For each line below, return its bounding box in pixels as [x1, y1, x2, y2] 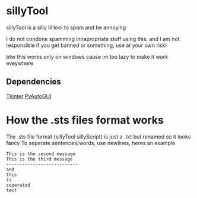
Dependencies [6, 77, 61, 87]
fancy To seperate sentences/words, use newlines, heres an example [6, 139, 176, 146]
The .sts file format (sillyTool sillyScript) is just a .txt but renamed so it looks [6, 133, 191, 140]
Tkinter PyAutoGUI [6, 92, 52, 99]
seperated [6, 182, 31, 188]
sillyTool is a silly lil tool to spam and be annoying [6, 24, 126, 31]
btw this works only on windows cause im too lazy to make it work [6, 53, 168, 60]
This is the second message [6, 150, 76, 157]
